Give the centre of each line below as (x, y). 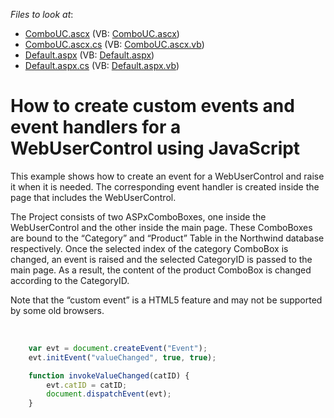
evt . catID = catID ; (87, 385)
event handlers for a (96, 127)
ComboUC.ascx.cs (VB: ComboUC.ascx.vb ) (114, 44)
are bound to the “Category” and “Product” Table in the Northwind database (167, 238)
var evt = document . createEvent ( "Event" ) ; (118, 348)
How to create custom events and (152, 106)
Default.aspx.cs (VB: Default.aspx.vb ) (102, 65)
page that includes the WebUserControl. (93, 197)
